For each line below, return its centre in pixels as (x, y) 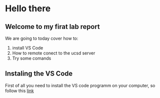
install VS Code (28, 48)
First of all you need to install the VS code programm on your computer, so (80, 85)
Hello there (28, 9)
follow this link (20, 91)
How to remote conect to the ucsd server (54, 53)
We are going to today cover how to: (42, 38)
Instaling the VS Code (39, 74)
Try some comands (32, 58)
